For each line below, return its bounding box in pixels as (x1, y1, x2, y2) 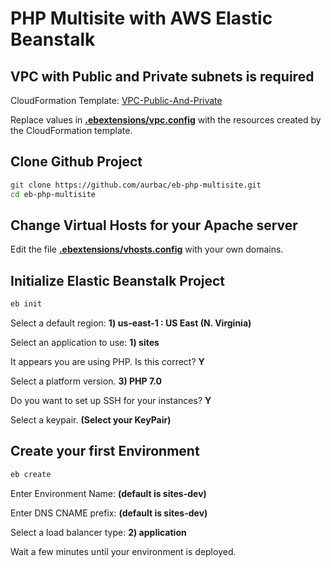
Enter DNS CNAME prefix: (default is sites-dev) (10, 507, 208, 519)
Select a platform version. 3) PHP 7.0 (10, 375, 163, 387)
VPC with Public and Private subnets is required (10, 68, 315, 85)
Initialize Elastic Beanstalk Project (10, 272, 226, 289)
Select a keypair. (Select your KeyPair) (10, 414, 172, 426)
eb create (10, 469, 52, 479)
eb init (10, 299, 43, 309)
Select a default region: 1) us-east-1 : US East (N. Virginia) (10, 317, 252, 329)
